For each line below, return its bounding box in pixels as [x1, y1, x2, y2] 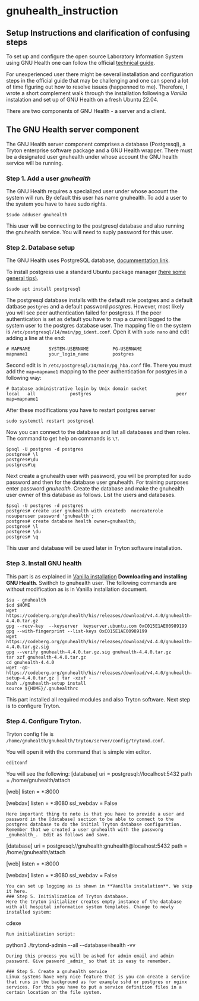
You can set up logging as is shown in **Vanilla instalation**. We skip [6, 883, 193, 889]
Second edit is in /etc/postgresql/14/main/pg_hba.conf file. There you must [6, 361, 192, 369]
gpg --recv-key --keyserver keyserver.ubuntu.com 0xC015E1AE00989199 [6, 623, 187, 629]
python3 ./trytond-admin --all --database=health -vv [6, 942, 135, 949]
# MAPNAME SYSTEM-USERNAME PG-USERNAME [6, 346, 143, 352]
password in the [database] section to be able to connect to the [6, 816, 174, 822]
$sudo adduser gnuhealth [6, 212, 68, 218]
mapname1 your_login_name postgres [6, 351, 134, 357]
